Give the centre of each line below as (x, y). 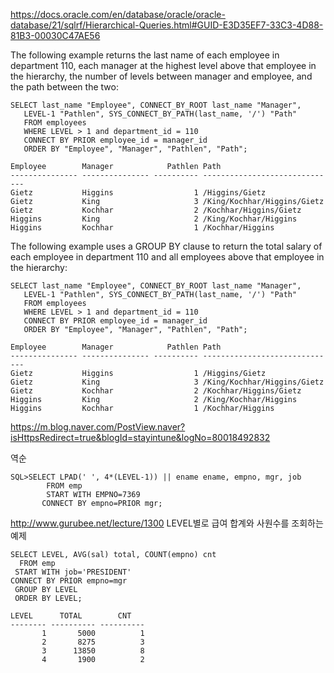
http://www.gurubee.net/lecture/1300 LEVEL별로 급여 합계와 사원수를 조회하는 (167, 523)
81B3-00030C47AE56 (55, 35)
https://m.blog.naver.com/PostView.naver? (98, 427)
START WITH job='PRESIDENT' (73, 572)
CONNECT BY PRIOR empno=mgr (69, 581)
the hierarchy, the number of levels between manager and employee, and (161, 76)
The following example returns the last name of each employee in (145, 55)
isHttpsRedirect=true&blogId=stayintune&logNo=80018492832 (140, 437)
